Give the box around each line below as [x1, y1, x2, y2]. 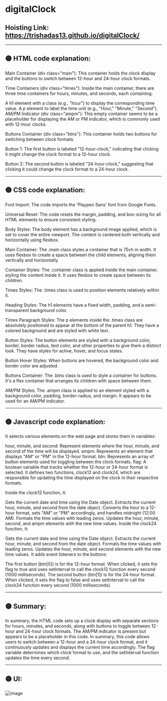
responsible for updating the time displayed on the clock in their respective [5, 475, 159, 481]
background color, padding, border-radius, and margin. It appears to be [5, 392, 152, 398]
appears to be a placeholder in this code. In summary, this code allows [5, 634, 150, 640]
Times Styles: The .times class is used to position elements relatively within [5, 287, 160, 293]
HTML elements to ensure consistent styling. [5, 216, 97, 222]
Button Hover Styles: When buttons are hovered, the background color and [5, 357, 159, 363]
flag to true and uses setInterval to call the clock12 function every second [5, 566, 156, 572]
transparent [5, 307, 29, 313]
